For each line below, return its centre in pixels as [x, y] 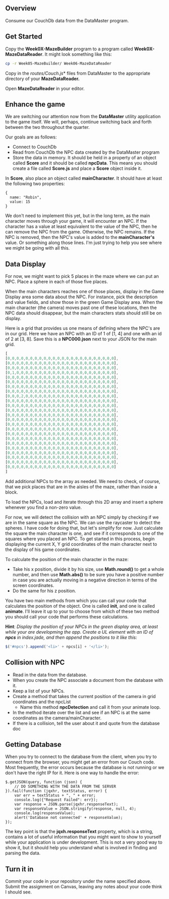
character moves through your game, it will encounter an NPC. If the [76, 221]
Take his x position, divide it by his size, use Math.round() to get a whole [88, 569]
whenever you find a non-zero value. [44, 507]
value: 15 [20, 202]
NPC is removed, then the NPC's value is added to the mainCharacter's [80, 237]
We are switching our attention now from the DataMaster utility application [83, 117]
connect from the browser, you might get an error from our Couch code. [80, 762]
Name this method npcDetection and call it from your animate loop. [90, 707]
